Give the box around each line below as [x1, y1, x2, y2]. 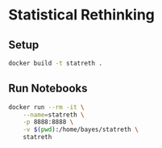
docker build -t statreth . [8, 59, 103, 67]
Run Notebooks [8, 82, 88, 95]
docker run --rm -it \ [8, 103, 85, 111]
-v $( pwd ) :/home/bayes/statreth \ [23, 125, 139, 134]
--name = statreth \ [23, 111, 85, 119]
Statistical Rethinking [8, 6, 156, 24]
